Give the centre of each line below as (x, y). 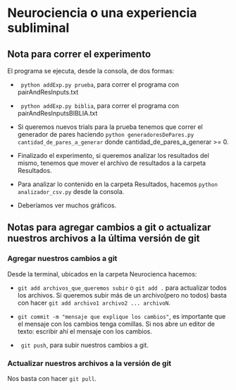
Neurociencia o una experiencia (102, 13)
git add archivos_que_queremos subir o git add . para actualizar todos (122, 288)
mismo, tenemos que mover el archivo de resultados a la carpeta (112, 163)
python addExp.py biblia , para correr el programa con (100, 106)
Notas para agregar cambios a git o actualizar (109, 227)
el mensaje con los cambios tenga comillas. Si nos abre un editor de (116, 324)
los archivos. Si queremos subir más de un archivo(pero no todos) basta (122, 295)
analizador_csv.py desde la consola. (71, 191)
